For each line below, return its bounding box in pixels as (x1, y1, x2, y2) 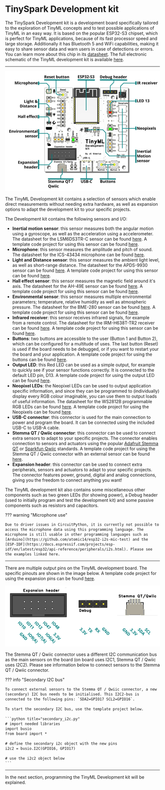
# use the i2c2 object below (5, 756, 65, 761)
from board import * (5, 731, 48, 736)
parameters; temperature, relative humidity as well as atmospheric (12, 299, 146, 305)
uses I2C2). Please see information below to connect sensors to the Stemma (5, 662, 160, 668)
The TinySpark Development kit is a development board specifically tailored (5, 20, 159, 26)
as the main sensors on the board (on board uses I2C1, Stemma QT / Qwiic (5, 657, 156, 662)
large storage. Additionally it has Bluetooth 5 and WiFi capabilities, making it (5, 40, 159, 46)
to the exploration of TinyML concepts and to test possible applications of (5, 25, 155, 31)
